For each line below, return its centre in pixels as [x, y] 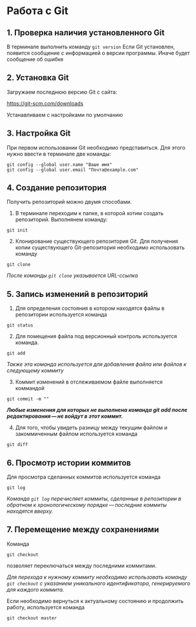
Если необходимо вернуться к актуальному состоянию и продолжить [95, 601]
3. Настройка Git [39, 133]
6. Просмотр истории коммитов [69, 463]
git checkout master [32, 618]
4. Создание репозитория [57, 188]
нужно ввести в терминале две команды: [59, 154]
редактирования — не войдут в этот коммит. [65, 416]
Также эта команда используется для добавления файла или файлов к [97, 364]
